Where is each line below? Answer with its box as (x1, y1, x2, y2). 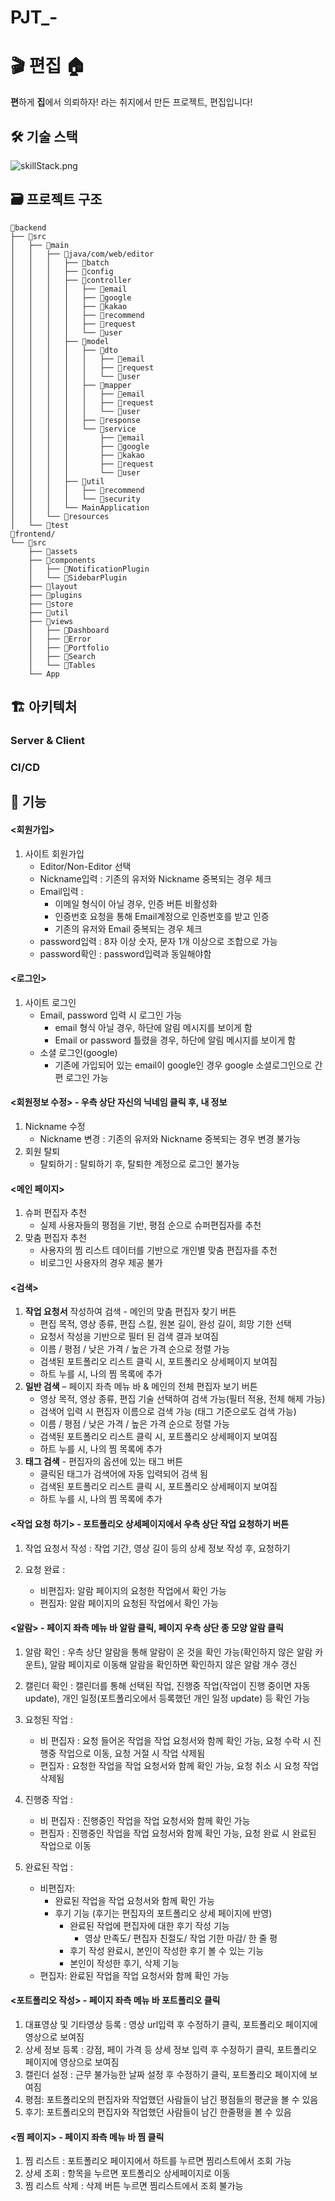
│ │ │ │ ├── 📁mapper (10, 380, 132, 390)
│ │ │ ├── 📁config (10, 266, 114, 276)
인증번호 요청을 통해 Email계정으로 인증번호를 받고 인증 (54, 910, 270, 922)
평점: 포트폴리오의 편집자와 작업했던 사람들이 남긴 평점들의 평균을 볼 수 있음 (24, 2094, 319, 2105)
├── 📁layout (28, 581, 78, 591)
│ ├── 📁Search (28, 651, 97, 661)
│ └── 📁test (10, 520, 70, 530)
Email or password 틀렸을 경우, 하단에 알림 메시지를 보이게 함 (54, 1034, 297, 1046)
